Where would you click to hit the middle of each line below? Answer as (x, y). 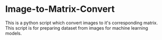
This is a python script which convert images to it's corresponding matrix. (82, 23)
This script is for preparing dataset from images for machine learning (77, 28)
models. (14, 33)
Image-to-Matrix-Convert (60, 9)
